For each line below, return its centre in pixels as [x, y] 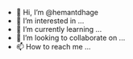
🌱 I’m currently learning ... [59, 29]
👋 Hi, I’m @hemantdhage [57, 12]
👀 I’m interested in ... [50, 21]
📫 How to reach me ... [53, 47]
